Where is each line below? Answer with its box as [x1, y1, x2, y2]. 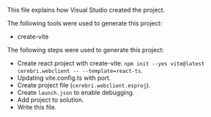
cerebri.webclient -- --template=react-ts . [17, 67, 143, 74]
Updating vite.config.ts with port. [17, 74, 112, 82]
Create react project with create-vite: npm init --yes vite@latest [17, 59, 205, 67]
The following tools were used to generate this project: [7, 19, 163, 27]
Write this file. [17, 103, 57, 111]
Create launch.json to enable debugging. [17, 89, 134, 96]
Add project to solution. [17, 96, 84, 104]
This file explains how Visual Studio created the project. [7, 6, 165, 14]
